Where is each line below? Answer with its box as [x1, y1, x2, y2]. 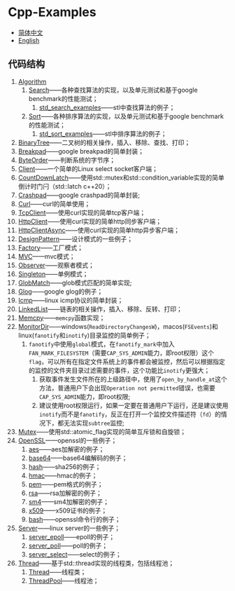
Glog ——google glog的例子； [17, 287, 104, 295]
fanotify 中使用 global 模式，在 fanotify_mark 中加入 [28, 339, 175, 348]
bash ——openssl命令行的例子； [28, 515, 121, 523]
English [17, 36, 40, 44]
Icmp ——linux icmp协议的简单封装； [17, 296, 124, 304]
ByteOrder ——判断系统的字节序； [17, 156, 116, 164]
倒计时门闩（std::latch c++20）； [17, 182, 112, 190]
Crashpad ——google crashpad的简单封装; [17, 191, 141, 199]
